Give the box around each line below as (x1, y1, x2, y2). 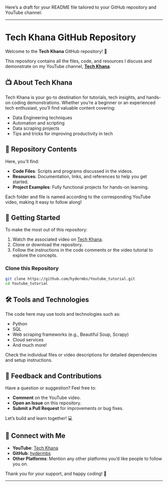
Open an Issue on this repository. (12, 400, 81, 406)
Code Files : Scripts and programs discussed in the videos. (12, 168, 133, 174)
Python (12, 321, 27, 327)
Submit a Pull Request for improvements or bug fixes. (12, 405, 124, 411)
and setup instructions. (5, 357, 52, 363)
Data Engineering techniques (12, 115, 72, 121)
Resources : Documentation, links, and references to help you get (12, 173, 147, 179)
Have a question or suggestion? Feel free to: (5, 385, 96, 391)
